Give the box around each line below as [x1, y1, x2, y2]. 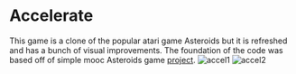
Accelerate [9, 5, 94, 26]
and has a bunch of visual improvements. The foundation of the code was [9, 44, 283, 55]
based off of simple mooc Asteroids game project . [9, 54, 196, 65]
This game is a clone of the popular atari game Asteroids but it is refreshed [9, 35, 288, 46]
